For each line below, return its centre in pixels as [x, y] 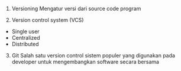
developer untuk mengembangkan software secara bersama [85, 62]
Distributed [25, 44]
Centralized [26, 38]
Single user [25, 31]
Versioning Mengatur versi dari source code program [76, 9]
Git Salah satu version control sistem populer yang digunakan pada [93, 55]
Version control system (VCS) [48, 20]
